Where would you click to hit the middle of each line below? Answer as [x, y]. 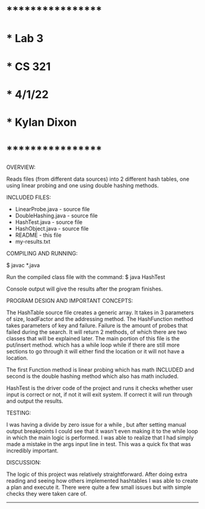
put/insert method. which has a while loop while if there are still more [93, 345]
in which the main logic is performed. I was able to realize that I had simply [100, 438]
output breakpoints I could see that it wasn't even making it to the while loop [102, 431]
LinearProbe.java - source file [52, 209]
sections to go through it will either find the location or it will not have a [95, 351]
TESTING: [19, 413]
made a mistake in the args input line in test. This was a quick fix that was [99, 444]
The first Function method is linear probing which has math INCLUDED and [100, 369]
